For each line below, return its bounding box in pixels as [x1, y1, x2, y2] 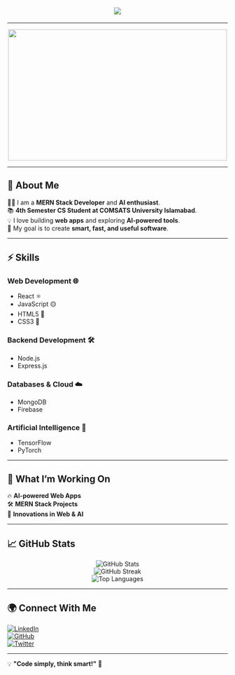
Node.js [17, 354, 41, 362]
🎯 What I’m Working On [7, 473, 111, 485]
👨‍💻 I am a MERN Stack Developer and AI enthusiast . [7, 198, 161, 207]
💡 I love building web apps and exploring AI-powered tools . [7, 216, 180, 224]
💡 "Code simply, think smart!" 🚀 [7, 659, 103, 668]
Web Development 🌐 [7, 277, 79, 286]
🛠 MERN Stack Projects [7, 500, 78, 508]
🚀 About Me [7, 179, 59, 192]
